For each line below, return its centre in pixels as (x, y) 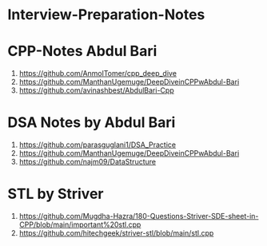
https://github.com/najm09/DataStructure (88, 162)
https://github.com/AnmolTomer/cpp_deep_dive (98, 73)
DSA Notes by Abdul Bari (92, 123)
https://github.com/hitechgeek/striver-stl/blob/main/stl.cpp (116, 233)
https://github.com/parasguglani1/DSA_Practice (98, 145)
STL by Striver (56, 194)
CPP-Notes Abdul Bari (82, 52)
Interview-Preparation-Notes (106, 15)
